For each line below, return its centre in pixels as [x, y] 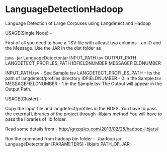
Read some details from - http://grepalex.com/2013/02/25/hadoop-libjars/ [82, 129]
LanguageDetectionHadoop [64, 9]
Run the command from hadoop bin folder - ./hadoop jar [63, 138]
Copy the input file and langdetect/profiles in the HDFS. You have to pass [81, 108]
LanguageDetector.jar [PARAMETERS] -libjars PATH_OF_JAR [67, 144]
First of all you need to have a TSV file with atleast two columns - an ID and [83, 43]
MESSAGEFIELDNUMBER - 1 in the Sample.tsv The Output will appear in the [84, 84]
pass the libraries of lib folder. [36, 119]
